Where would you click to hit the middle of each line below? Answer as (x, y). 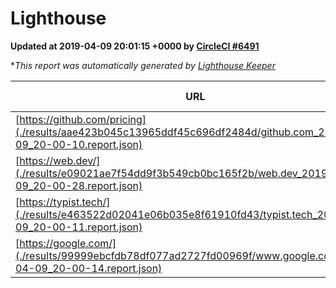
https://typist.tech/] (65, 202)
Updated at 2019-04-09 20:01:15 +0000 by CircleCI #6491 (135, 46)
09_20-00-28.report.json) (79, 185)
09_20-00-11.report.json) (79, 227)
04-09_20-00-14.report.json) (89, 268)
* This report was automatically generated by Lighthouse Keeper (143, 65)
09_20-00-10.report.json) (79, 144)
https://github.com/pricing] (83, 119)
